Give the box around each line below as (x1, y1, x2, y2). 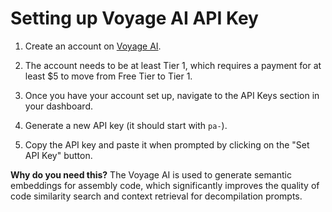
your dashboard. (24, 100, 93, 112)
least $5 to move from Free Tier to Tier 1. (24, 70, 193, 82)
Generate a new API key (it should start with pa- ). (24, 119, 228, 131)
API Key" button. (24, 149, 93, 161)
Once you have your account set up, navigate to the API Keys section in (24, 89, 320, 101)
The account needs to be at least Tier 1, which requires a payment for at (24, 59, 322, 71)
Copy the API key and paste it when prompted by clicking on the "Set (24, 138, 310, 151)
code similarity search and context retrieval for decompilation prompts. (10, 190, 303, 202)
